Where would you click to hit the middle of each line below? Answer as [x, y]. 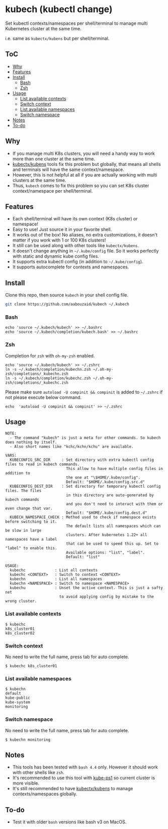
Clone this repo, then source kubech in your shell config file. [67, 295]
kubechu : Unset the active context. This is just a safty [87, 588]
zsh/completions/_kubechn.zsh [37, 374]
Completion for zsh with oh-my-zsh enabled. [50, 356]
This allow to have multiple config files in [115, 469]
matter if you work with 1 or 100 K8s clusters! [59, 240]
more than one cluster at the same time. [54, 159]
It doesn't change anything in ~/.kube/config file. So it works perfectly [86, 251]
